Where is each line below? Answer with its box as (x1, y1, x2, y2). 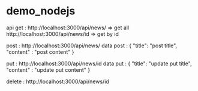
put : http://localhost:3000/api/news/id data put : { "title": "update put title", (6, 60, 192, 67)
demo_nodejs (6, 4, 76, 18)
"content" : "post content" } (6, 48, 74, 55)
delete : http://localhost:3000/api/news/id (6, 78, 109, 85)
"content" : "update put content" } (6, 66, 91, 73)
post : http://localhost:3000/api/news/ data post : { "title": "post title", (6, 42, 178, 49)
